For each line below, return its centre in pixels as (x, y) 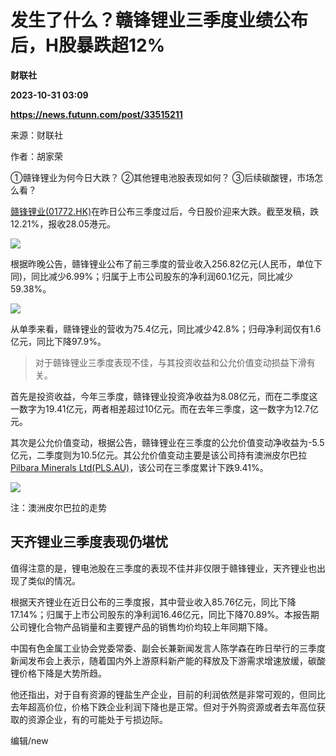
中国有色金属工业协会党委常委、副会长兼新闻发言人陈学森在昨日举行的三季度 (168, 648)
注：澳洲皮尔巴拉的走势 (58, 507)
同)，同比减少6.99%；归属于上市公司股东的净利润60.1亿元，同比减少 (152, 276)
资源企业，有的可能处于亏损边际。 (97, 719)
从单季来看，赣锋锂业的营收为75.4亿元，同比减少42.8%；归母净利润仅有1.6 (166, 328)
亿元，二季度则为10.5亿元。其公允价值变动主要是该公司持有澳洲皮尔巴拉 (159, 455)
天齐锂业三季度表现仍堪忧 (89, 542)
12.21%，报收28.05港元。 (63, 223)
